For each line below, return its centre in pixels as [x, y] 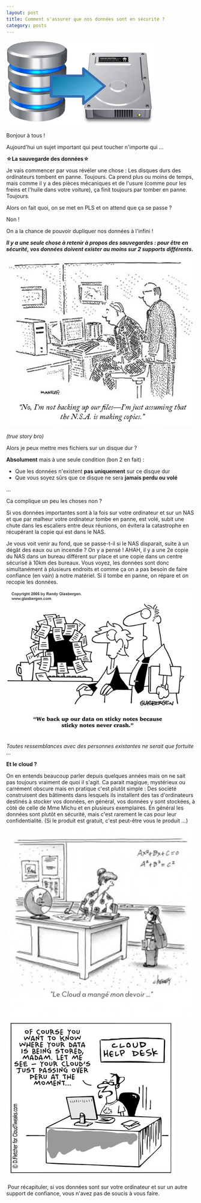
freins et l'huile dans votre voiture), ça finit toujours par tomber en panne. [97, 190]
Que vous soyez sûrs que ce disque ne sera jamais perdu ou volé [96, 477]
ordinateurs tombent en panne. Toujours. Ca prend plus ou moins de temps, [100, 177]
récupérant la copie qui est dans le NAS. [56, 532]
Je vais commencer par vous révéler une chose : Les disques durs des [94, 170]
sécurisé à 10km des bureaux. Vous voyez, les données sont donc [88, 563]
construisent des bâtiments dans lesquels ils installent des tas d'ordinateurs [100, 795]
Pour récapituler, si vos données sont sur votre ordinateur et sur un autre [97, 1187]
